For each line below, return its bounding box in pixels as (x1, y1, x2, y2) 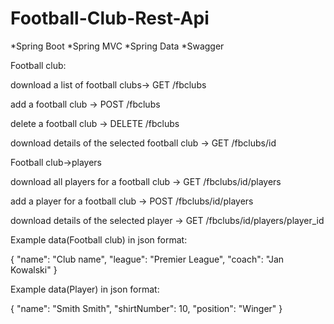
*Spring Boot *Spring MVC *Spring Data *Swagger (10, 40, 225, 52)
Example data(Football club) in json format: (10, 233, 188, 246)
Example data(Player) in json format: (10, 283, 160, 295)
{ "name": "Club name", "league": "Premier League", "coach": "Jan (10, 253, 285, 265)
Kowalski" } (10, 263, 58, 276)
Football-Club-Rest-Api (10, 7, 210, 30)
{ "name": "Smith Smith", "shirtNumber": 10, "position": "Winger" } (10, 302, 283, 314)
